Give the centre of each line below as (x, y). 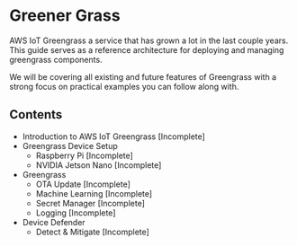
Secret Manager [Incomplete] (90, 203)
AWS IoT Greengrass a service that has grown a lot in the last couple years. (149, 40)
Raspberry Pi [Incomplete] (84, 155)
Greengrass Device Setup (70, 145)
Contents (36, 114)
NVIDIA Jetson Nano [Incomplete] (99, 165)
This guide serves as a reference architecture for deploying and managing (147, 49)
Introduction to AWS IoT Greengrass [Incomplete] (113, 136)
